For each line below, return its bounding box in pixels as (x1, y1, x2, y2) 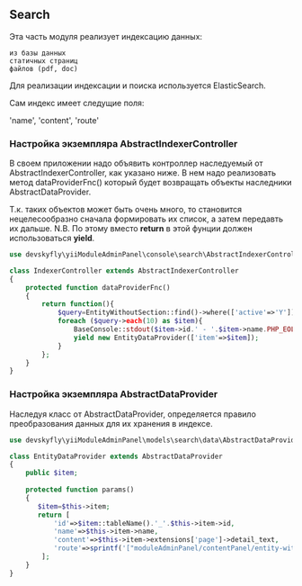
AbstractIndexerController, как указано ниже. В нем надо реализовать (9, 167, 277, 178)
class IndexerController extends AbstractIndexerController (9, 266, 240, 275)
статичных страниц (9, 56, 78, 66)
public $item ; (25, 468, 78, 478)
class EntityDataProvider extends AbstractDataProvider (9, 452, 223, 461)
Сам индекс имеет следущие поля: (9, 97, 145, 108)
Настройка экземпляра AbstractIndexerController (9, 137, 238, 149)
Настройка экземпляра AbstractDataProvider (9, 388, 218, 401)
